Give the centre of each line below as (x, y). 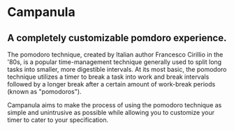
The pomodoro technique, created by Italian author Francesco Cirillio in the (115, 54)
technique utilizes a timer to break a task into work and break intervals (108, 77)
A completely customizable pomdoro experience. (117, 38)
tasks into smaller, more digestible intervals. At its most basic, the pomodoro (117, 69)
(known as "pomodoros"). (44, 92)
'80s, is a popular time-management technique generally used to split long (115, 62)
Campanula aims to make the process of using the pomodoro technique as (115, 105)
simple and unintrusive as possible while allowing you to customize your (111, 113)
